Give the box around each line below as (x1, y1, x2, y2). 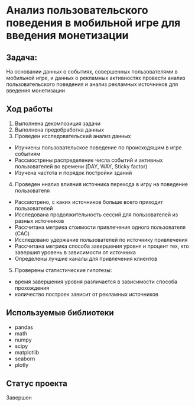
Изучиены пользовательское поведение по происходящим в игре (14, 143, 182, 151)
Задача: (6, 52, 37, 62)
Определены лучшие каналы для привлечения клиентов (14, 255, 158, 262)
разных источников (14, 217, 64, 224)
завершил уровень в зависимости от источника (14, 248, 136, 255)
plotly (14, 361, 29, 368)
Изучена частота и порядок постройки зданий (14, 169, 132, 176)
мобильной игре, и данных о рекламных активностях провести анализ (6, 75, 186, 81)
